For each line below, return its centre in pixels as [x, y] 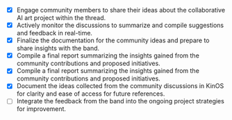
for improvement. [41, 109]
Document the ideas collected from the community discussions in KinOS [120, 86]
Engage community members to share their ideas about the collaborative [121, 10]
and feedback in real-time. [55, 33]
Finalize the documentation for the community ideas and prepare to [113, 40]
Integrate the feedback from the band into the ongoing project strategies [121, 101]
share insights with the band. [58, 49]
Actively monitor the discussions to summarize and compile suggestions [120, 25]
